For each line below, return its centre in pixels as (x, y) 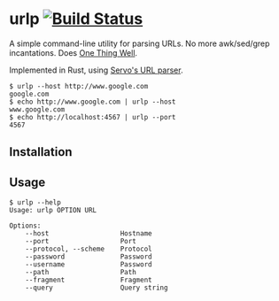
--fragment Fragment (89, 280)
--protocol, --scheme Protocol (89, 249)
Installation (41, 152)
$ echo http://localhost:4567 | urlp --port (93, 117)
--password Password (89, 257)
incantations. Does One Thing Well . (74, 52)
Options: (25, 226)
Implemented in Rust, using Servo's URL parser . (96, 70)
